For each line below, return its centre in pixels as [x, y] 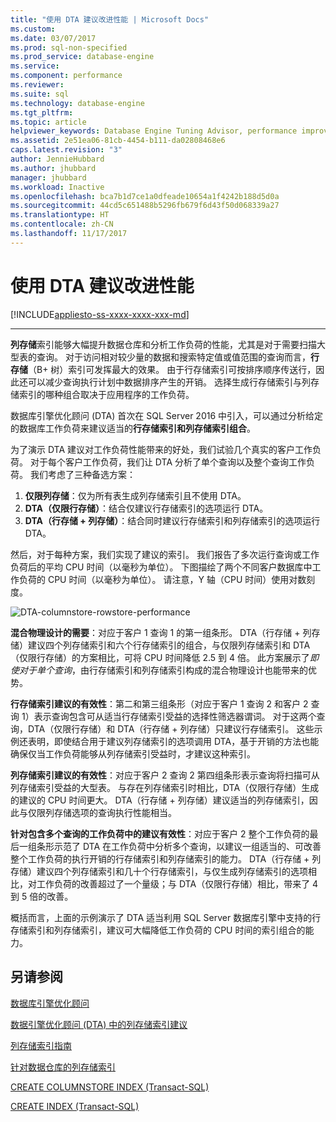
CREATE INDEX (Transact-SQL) [75, 1106]
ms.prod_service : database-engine [82, 57]
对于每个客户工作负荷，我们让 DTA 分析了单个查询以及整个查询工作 [168, 462]
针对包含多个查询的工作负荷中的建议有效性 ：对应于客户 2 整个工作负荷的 [160, 833]
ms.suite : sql [40, 94]
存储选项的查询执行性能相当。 [115, 812]
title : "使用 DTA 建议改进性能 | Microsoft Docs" [110, 19]
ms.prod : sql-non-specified [69, 47]
